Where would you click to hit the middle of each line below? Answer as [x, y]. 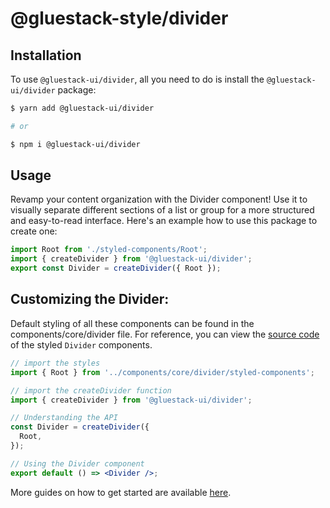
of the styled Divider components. [81, 344]
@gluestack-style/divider [119, 18]
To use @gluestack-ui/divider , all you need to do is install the [137, 79]
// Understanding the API [64, 418]
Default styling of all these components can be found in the [132, 323]
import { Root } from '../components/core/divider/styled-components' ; [162, 372]
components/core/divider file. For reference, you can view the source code [165, 334]
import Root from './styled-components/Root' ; [109, 250]
